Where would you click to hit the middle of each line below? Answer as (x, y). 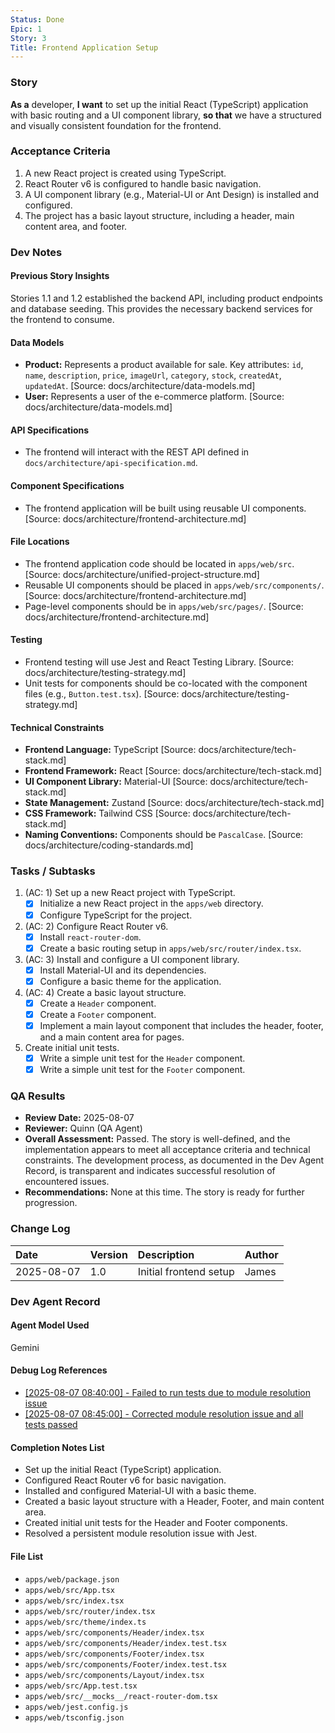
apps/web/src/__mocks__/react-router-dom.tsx (121, 1696)
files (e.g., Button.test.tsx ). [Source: (102, 693)
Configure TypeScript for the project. (116, 915)
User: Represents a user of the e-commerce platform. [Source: (154, 397)
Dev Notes (36, 252)
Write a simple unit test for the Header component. (142, 1058)
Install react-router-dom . (90, 937)
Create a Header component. (98, 1003)
